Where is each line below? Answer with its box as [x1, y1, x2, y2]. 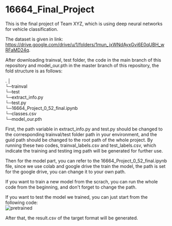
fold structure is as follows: [5, 68, 63, 74]
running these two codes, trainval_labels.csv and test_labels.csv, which [5, 142, 157, 148]
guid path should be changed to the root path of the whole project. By [5, 137, 153, 143]
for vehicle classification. [5, 26, 58, 32]
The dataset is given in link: [5, 36, 63, 42]
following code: [5, 199, 38, 205]
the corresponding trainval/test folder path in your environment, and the [5, 131, 158, 137]
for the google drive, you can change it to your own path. [5, 168, 126, 175]
